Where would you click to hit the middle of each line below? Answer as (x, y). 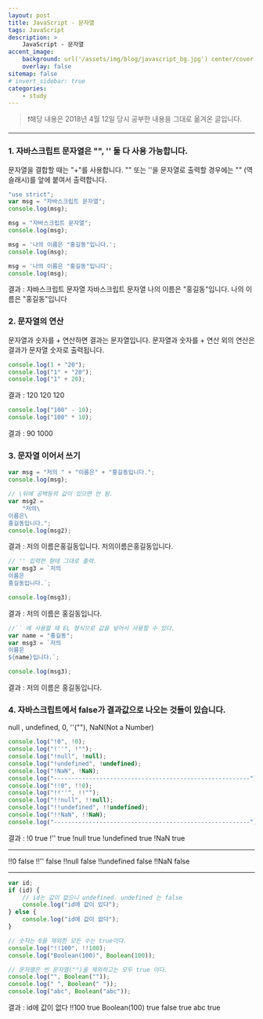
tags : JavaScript (36, 30)
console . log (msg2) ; (40, 531)
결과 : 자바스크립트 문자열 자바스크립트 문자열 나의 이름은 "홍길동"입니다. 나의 (126, 289)
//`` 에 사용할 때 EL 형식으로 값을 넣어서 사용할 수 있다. (92, 628)
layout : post (29, 15)
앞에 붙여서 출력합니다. (72, 179)
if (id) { (24, 890)
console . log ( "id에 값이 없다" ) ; (71, 919)
